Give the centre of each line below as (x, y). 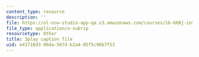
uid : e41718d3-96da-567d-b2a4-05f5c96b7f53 (61, 45)
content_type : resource (36, 12)
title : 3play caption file (39, 39)
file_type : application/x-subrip (47, 28)
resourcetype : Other (32, 34)
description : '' (26, 17)
